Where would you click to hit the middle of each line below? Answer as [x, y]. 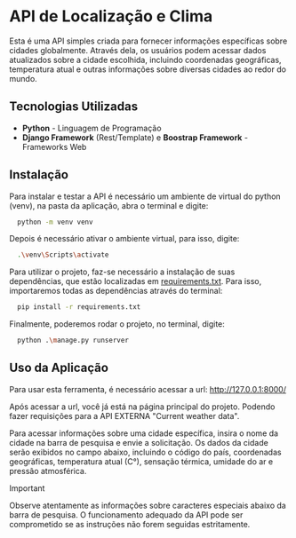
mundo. [23, 78]
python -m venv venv [55, 222]
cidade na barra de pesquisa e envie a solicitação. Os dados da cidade [139, 442]
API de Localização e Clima [111, 16]
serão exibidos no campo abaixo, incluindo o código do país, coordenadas [145, 452]
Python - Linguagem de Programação [92, 128]
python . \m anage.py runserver [73, 340]
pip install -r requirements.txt [79, 307]
